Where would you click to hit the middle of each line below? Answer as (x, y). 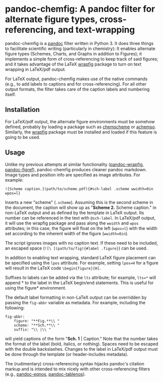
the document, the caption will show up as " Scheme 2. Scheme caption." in (81, 207)
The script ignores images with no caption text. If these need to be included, (81, 243)
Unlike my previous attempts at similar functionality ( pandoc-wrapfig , (74, 164)
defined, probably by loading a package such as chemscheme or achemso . (81, 127)
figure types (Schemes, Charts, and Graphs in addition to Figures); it (73, 54)
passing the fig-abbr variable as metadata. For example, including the (75, 302)
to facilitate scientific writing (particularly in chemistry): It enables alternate (80, 48)
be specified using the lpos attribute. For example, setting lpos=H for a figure (82, 263)
